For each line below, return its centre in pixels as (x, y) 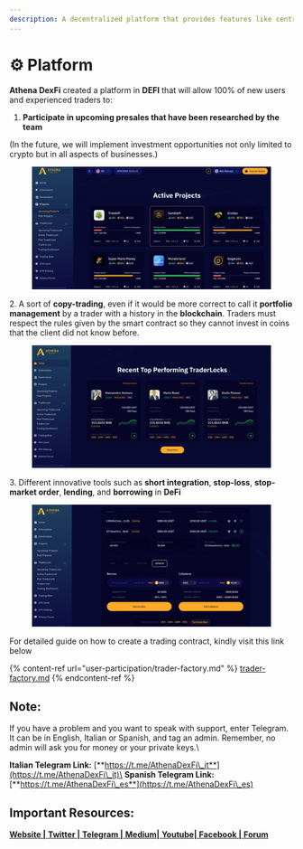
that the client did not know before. (74, 332)
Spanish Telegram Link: (170, 775)
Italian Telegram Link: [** (57, 765)
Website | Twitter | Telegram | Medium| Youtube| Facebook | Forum (139, 835)
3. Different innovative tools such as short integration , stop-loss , (131, 482)
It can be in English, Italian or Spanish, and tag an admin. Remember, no (142, 738)
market (23, 492)
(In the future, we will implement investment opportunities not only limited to (151, 144)
